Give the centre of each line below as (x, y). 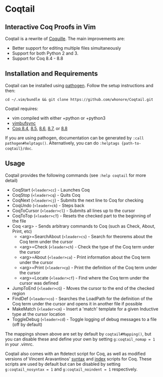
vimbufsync (24, 123)
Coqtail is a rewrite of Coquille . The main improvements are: (65, 38)
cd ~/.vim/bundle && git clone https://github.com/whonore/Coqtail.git (79, 99)
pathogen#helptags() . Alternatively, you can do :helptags (62, 143)
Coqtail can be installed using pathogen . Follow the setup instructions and (79, 85)
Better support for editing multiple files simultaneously (66, 48)
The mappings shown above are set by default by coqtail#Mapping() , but (78, 334)
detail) (11, 180)
